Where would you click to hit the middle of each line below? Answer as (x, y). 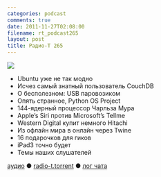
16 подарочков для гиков (54, 137)
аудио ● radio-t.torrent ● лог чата (57, 166)
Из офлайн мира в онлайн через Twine (74, 130)
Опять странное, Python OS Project (69, 101)
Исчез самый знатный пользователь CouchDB (85, 86)
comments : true (29, 20)
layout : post (26, 40)
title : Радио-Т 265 (35, 46)
